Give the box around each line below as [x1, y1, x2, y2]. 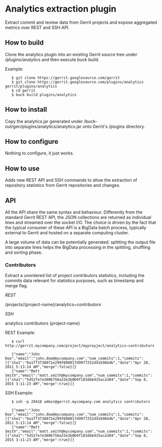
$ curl [11, 339, 25, 344]
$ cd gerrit [11, 88, 36, 93]
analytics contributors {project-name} [5, 321, 80, 326]
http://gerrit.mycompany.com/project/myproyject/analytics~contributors [5, 343, 155, 348]
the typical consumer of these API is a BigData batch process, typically [5, 225, 147, 231]
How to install [5, 106, 47, 114]
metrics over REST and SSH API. [5, 24, 70, 30]
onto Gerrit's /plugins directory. [82, 123, 145, 129]
